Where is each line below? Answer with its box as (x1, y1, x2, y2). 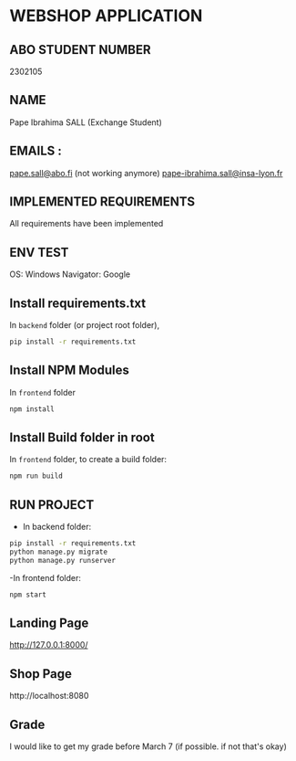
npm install (9, 404, 55, 414)
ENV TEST (9, 244, 69, 260)
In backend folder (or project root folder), (9, 320, 160, 331)
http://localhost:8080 (9, 691, 89, 702)
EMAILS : (9, 143, 62, 159)
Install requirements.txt (9, 295, 147, 311)
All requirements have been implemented (9, 218, 164, 229)
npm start (9, 590, 47, 599)
